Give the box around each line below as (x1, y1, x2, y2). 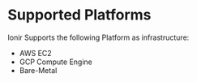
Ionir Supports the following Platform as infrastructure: (7, 32, 190, 42)
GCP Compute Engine (19, 57, 92, 67)
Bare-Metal (19, 65, 58, 75)
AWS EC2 (19, 48, 52, 58)
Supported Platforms (7, 6, 152, 24)
